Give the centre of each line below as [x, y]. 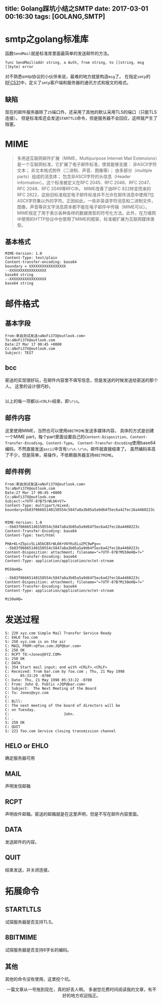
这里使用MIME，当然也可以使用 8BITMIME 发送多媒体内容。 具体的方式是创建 [80, 430]
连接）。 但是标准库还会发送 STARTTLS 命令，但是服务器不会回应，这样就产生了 [81, 118]
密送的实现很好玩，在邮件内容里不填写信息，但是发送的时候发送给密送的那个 [81, 380]
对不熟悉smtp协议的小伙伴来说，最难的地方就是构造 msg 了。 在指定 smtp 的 [78, 76]
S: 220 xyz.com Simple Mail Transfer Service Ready [58, 633]
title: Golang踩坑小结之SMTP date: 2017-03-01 [77, 9]
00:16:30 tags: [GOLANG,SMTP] [55, 17]
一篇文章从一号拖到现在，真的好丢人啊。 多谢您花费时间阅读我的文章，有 [79, 989]
